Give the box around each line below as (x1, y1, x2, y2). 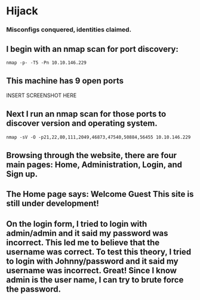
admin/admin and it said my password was (6, 228, 168, 238)
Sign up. (6, 169, 38, 179)
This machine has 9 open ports (6, 76, 124, 86)
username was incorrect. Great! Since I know (6, 265, 177, 276)
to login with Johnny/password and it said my (6, 256, 179, 266)
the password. (6, 284, 61, 294)
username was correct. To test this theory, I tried (6, 246, 192, 257)
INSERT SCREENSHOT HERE (6, 91, 77, 99)
